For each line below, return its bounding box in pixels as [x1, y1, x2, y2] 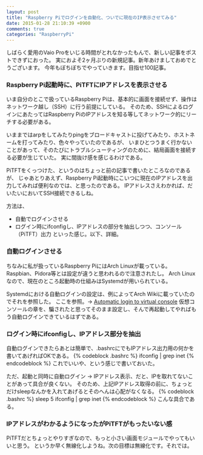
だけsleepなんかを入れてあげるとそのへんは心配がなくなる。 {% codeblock [6, 388, 195, 395]
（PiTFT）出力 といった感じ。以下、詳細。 [15, 231, 122, 238]
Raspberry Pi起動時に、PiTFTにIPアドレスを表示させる [6, 81, 168, 89]
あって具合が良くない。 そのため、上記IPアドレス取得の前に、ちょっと [16, 380, 193, 388]
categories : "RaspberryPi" [6, 32, 75, 38]
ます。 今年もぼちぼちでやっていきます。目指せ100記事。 [27, 64, 170, 72]
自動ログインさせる [6, 247, 62, 255]
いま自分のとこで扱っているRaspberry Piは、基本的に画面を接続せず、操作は [6, 95, 197, 103]
